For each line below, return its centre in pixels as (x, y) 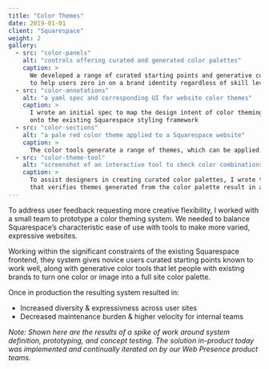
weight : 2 (25, 38)
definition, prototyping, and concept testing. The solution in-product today (131, 340)
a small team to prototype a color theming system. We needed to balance (129, 218)
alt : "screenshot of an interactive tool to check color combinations (143, 165)
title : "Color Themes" (46, 16)
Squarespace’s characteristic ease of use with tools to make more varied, (129, 227)
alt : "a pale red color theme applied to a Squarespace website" (134, 135)
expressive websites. (43, 235)
